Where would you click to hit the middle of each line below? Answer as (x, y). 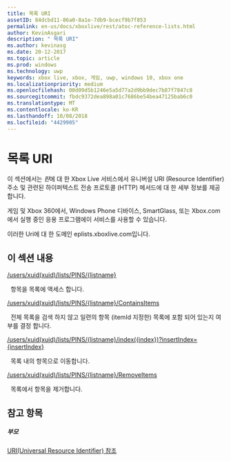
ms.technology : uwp (35, 71)
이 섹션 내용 (30, 258)
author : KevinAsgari (37, 33)
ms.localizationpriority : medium (55, 84)
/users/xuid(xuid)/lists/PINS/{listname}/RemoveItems (82, 375)
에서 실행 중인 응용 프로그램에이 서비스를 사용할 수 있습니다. (87, 219)
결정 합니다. (36, 326)
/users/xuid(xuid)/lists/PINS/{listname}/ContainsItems (83, 303)
